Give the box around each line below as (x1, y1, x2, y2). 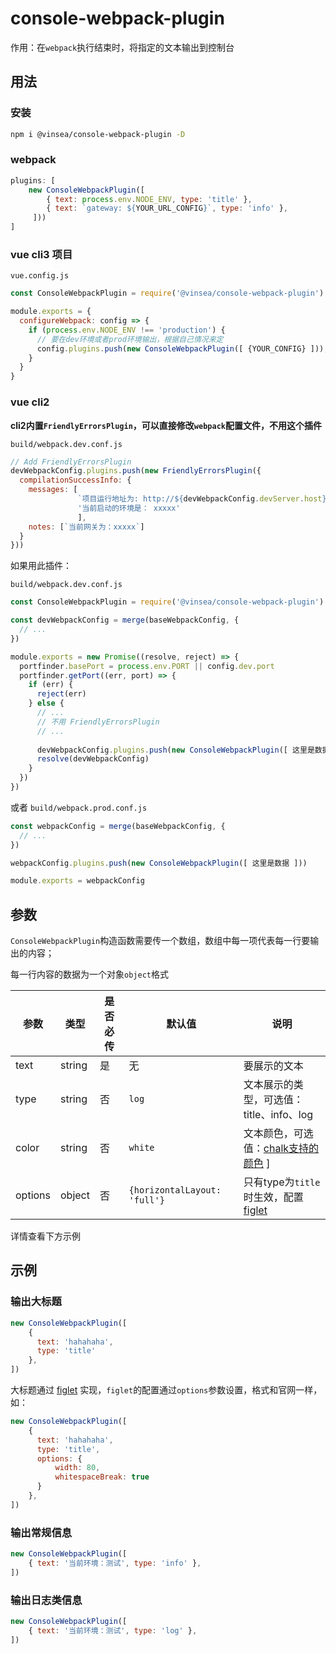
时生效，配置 (243, 1190, 304, 1204)
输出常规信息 (10, 1525, 73, 1539)
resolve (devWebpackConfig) (36, 754, 150, 764)
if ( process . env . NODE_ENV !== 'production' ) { (28, 325, 226, 335)
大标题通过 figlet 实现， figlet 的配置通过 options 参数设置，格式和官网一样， (10, 1384, 323, 1396)
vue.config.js (10, 271, 70, 281)
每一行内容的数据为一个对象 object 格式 (10, 968, 169, 981)
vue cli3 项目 (10, 247, 73, 261)
